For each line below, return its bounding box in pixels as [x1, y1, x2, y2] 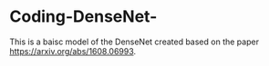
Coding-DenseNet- [9, 6, 158, 27]
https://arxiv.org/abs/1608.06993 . [9, 45, 137, 56]
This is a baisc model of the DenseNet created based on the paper [9, 36, 260, 47]
